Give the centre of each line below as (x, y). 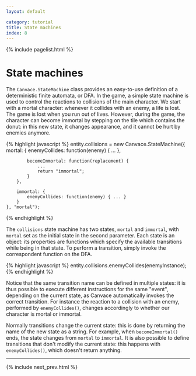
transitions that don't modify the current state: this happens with (83, 344)
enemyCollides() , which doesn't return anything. (64, 350)
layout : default (26, 11)
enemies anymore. (28, 133)
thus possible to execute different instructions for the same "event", (87, 289)
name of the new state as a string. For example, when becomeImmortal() (92, 332)
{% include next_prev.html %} (42, 367)
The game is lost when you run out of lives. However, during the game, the (96, 114)
